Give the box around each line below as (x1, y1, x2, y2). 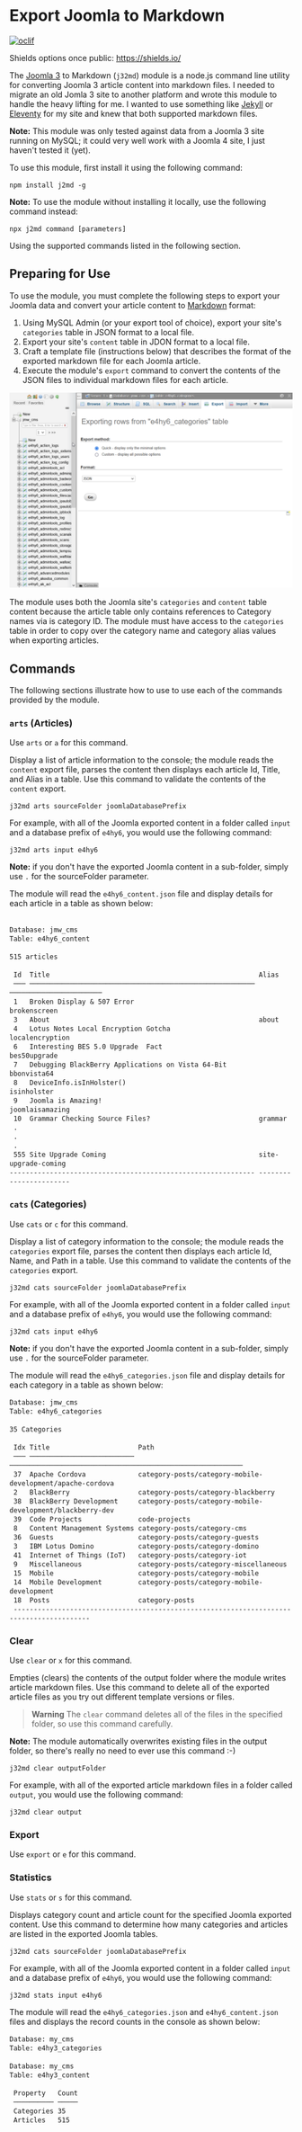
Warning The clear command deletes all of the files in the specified (31, 1708, 283, 1719)
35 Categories (9, 1424, 63, 1434)
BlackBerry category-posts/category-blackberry (29, 1487, 276, 1497)
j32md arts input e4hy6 (9, 846, 99, 855)
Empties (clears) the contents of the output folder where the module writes (9, 1672, 287, 1682)
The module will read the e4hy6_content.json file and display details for (9, 888, 273, 899)
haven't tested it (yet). (9, 145, 92, 156)
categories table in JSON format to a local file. (22, 326, 195, 337)
